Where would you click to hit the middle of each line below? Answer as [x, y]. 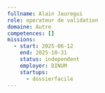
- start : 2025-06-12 [43, 46]
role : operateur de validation [53, 20]
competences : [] [31, 33]
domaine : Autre [29, 27]
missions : [22, 40]
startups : [34, 72]
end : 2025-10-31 [44, 53]
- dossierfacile [49, 79]
